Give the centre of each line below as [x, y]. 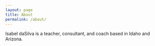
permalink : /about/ [26, 19]
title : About [19, 15]
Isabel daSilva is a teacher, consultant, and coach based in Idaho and [78, 34]
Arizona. [14, 39]
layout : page [19, 10]
